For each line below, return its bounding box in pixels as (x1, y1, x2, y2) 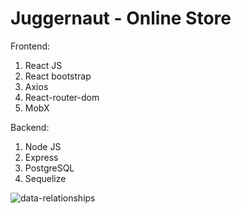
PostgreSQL (24, 162, 75, 174)
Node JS (24, 140, 62, 152)
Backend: (10, 121, 50, 133)
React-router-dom (24, 91, 100, 103)
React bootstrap (24, 70, 92, 82)
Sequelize (24, 172, 67, 184)
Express (24, 151, 59, 163)
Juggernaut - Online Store (10, 7, 232, 30)
